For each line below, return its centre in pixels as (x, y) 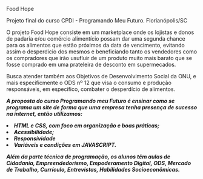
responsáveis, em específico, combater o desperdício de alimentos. (91, 89)
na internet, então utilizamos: (45, 114)
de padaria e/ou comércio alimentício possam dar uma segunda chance (96, 39)
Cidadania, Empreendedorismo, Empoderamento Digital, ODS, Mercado (99, 163)
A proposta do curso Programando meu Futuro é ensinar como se (91, 101)
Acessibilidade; (34, 132)
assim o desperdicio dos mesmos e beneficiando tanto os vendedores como (102, 52)
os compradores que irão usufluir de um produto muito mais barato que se (99, 58)
